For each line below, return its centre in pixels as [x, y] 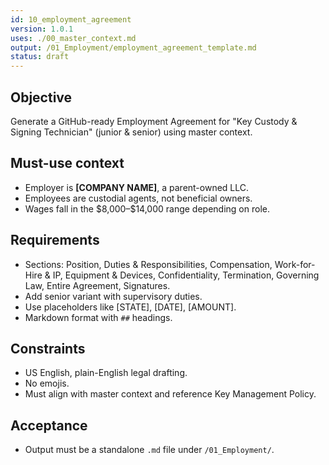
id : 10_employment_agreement [71, 19]
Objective [41, 97]
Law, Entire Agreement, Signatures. [97, 285]
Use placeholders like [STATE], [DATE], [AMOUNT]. [130, 307]
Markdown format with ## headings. [98, 317]
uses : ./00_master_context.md [73, 38]
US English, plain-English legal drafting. [106, 373]
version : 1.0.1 [42, 29]
